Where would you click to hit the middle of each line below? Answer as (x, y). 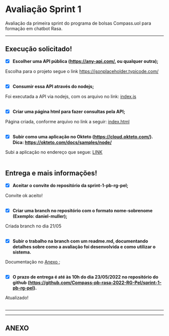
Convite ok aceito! (24, 195)
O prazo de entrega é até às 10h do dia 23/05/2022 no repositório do (85, 277)
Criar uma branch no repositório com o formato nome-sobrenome (82, 210)
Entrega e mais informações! (51, 173)
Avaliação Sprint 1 (43, 9)
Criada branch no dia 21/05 (33, 226)
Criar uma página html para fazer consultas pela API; (69, 111)
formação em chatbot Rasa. (34, 28)
